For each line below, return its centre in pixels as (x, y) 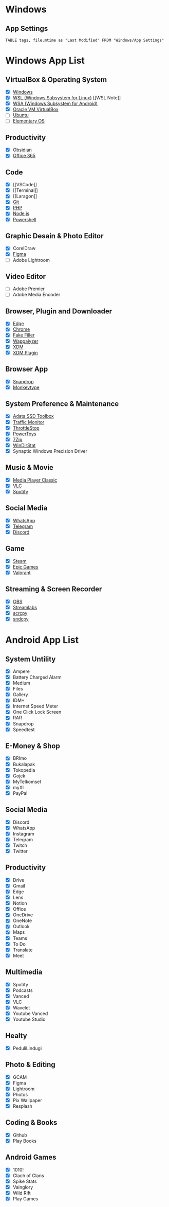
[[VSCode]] (25, 185)
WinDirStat (24, 445)
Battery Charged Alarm (37, 677)
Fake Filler (24, 335)
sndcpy (21, 619)
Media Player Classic (35, 480)
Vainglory (23, 1187)
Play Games (25, 1199)
